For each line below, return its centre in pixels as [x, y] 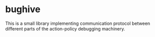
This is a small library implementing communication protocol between [78, 23]
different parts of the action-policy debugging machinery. [65, 28]
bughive [23, 9]
